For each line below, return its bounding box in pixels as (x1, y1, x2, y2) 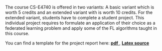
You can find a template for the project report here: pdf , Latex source (5, 40, 150, 46)
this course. (5, 31, 30, 36)
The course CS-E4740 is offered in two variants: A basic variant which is (5, 4, 155, 10)
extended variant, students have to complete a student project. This (5, 15, 145, 20)
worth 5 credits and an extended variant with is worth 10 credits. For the (5, 9, 153, 15)
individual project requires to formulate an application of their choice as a (5, 20, 156, 26)
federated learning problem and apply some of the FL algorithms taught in (5, 25, 157, 31)
